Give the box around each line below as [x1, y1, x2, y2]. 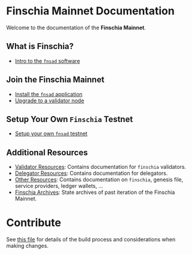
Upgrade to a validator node [14, 97, 85, 104]
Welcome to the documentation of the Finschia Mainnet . [6, 24, 147, 31]
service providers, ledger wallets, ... [14, 183, 103, 190]
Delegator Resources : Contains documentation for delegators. [14, 169, 168, 177]
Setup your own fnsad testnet [14, 130, 88, 137]
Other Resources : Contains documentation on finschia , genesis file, [14, 176, 184, 183]
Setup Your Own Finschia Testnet [6, 114, 133, 124]
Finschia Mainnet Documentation [6, 4, 175, 18]
